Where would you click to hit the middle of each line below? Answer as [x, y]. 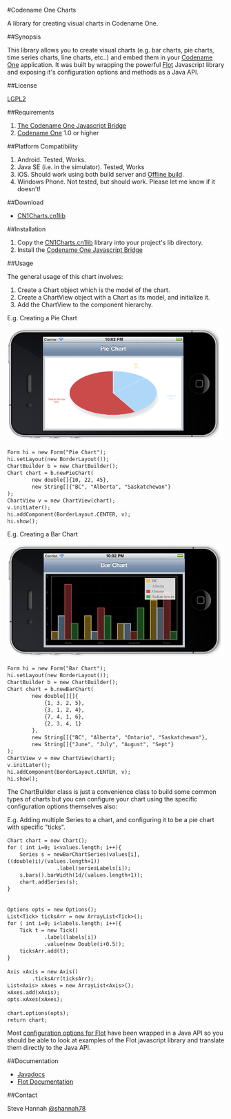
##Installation [27, 229]
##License [22, 85]
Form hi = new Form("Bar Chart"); [57, 669]
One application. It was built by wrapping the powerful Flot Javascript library [116, 65]
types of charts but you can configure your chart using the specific [102, 799]
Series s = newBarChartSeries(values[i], [80, 855]
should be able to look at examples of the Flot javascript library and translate [116, 1040]
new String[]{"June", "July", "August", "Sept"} [103, 745]
